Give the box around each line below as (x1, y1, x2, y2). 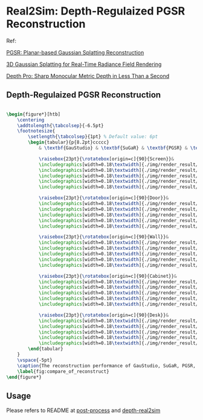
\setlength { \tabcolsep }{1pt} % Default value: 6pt (28, 134, 158, 140)
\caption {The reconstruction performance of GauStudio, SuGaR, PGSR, (17, 363, 196, 369)
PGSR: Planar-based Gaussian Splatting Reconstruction (6, 48, 144, 56)
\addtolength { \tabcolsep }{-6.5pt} (17, 122, 104, 128)
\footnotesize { (17, 128, 56, 134)
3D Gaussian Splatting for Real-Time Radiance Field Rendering (6, 61, 162, 68)
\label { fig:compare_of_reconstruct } (17, 368, 110, 375)
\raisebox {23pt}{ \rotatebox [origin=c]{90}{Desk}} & (38, 312, 169, 318)
